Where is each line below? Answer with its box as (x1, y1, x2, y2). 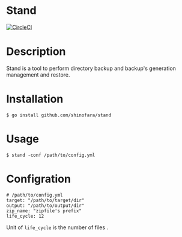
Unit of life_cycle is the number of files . (6, 224, 109, 231)
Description (6, 45, 66, 58)
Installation (6, 92, 64, 106)
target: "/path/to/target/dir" (6, 197, 85, 203)
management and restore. (6, 71, 70, 78)
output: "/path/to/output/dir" (6, 203, 85, 209)
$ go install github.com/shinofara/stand (6, 112, 112, 118)
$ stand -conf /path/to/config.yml (6, 152, 96, 158)
